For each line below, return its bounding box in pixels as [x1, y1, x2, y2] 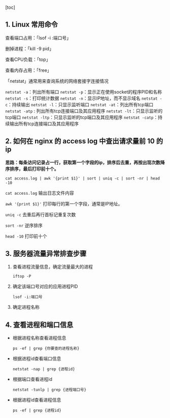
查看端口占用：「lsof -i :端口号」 [5, 35, 72, 41]
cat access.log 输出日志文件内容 [5, 190, 75, 196]
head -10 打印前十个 [5, 233, 47, 239]
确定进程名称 [12, 304, 40, 310]
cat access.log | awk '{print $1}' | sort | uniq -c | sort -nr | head [5, 175, 160, 181]
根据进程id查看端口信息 [12, 355, 61, 362]
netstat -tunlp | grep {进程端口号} [12, 387, 87, 393]
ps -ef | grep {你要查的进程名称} [12, 346, 80, 351]
